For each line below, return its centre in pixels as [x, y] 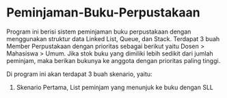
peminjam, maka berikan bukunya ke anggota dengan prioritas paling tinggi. [113, 60]
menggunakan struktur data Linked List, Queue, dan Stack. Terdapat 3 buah [113, 38]
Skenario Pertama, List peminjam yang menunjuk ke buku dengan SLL [115, 87]
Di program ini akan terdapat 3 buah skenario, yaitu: [79, 74]
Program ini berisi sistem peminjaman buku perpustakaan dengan [99, 32]
